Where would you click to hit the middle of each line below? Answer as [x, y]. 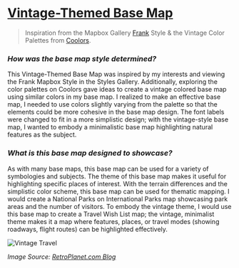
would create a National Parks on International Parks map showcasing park [118, 199]
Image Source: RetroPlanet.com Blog [62, 257]
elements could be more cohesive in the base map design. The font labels [116, 112]
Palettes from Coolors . [58, 40]
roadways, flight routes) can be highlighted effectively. [87, 229]
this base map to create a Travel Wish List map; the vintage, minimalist [111, 214]
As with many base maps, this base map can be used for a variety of [108, 168]
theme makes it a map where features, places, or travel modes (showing [113, 221]
